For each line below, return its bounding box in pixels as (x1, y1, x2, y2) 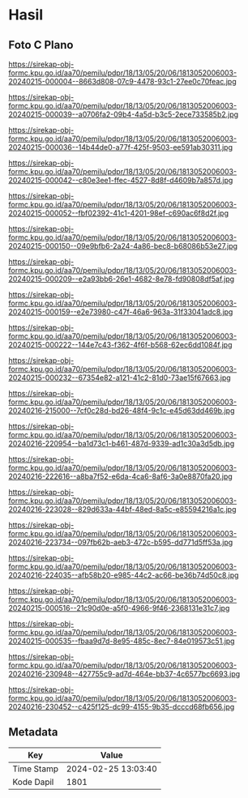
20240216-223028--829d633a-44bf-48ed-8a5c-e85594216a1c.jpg (8, 505, 237, 514)
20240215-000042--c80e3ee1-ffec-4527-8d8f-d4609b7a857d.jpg (8, 176, 233, 185)
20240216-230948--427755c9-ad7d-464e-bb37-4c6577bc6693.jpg (8, 669, 241, 678)
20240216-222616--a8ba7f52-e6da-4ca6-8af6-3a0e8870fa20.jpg (8, 472, 233, 481)
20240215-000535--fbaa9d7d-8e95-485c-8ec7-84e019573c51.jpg (8, 636, 235, 646)
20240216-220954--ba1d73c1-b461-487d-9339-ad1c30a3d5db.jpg (8, 439, 235, 448)
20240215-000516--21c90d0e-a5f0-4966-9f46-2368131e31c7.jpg (8, 604, 230, 612)
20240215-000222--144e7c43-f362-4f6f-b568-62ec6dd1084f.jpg (8, 340, 233, 349)
